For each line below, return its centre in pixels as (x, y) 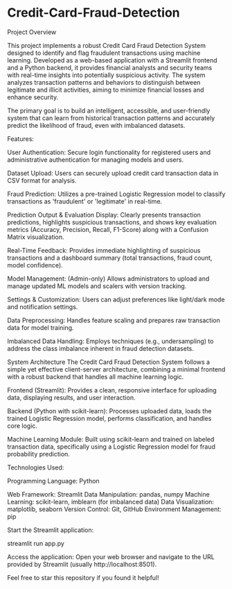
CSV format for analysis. (42, 180)
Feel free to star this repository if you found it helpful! (83, 577)
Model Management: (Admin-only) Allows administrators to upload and (108, 279)
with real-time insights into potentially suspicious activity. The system (106, 75)
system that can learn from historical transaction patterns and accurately (111, 118)
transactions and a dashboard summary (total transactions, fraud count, (110, 258)
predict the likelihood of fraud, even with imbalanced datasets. (96, 125)
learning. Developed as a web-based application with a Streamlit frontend (112, 60)
